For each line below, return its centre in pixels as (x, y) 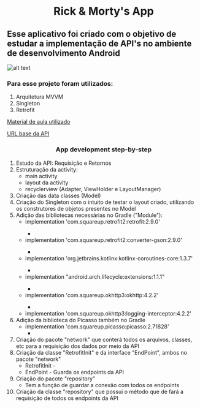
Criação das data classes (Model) (58, 195)
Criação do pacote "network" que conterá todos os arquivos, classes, (104, 339)
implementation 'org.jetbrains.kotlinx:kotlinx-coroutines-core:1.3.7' (109, 258)
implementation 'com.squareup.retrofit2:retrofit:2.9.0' (92, 221)
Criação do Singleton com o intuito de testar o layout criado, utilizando (105, 202)
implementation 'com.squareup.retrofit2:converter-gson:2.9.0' (104, 240)
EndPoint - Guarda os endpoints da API (75, 372)
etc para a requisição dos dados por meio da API (78, 346)
